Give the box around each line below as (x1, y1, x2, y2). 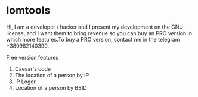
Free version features (6, 54, 58, 61)
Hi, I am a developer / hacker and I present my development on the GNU (6, 23, 184, 30)
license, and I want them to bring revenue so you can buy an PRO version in (6, 29, 193, 36)
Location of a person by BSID (14, 84, 88, 91)
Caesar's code (14, 65, 51, 72)
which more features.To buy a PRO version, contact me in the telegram (6, 36, 180, 43)
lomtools (6, 4, 51, 17)
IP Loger (14, 78, 36, 85)
